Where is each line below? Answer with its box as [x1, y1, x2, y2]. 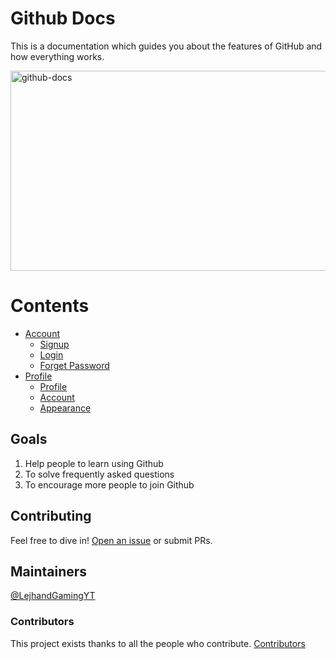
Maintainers [10, 563, 88, 580]
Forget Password [39, 359, 110, 371]
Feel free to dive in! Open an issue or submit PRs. [10, 534, 213, 546]
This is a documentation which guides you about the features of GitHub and [10, 40, 323, 52]
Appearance [39, 402, 92, 414]
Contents [10, 295, 90, 317]
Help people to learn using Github [24, 457, 164, 469]
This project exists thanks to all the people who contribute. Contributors [10, 637, 306, 649]
